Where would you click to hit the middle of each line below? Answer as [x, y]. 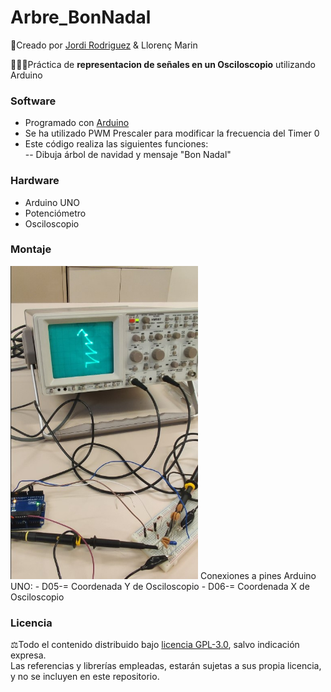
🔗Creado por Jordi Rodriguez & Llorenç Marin [104, 45]
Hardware [35, 181]
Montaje [31, 249]
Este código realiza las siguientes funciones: [116, 144]
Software [33, 101]
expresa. [28, 655]
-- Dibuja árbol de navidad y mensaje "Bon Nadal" [128, 155]
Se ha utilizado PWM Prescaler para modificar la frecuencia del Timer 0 [172, 133]
